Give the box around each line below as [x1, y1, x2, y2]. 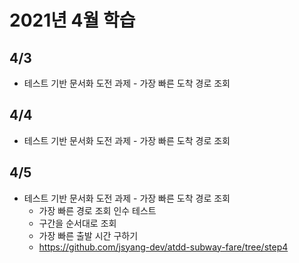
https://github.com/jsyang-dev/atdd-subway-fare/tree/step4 [38, 241, 289, 253]
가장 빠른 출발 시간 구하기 [38, 229, 139, 241]
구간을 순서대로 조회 [38, 217, 117, 229]
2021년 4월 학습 [9, 9, 136, 32]
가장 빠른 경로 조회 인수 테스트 [38, 204, 157, 216]
